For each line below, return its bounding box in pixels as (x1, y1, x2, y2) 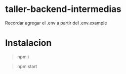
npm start (17, 63, 37, 69)
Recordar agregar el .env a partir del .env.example (5, 20, 107, 26)
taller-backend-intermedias (5, 3, 122, 15)
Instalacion (5, 37, 52, 49)
